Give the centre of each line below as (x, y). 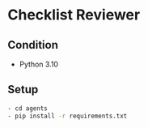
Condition (33, 45)
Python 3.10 (38, 64)
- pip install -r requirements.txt (68, 116)
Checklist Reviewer (74, 15)
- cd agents (27, 108)
